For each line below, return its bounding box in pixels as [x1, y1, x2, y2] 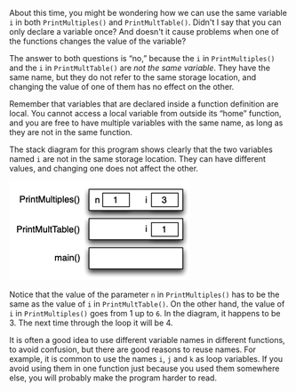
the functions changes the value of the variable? [9, 36, 187, 46]
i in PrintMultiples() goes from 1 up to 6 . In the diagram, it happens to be [9, 308, 281, 318]
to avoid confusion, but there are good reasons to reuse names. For [9, 344, 256, 355]
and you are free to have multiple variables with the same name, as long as [9, 117, 284, 128]
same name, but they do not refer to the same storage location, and [9, 72, 256, 83]
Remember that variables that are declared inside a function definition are [9, 99, 279, 109]
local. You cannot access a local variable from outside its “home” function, [9, 108, 282, 118]
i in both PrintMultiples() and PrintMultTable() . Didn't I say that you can [9, 17, 282, 28]
